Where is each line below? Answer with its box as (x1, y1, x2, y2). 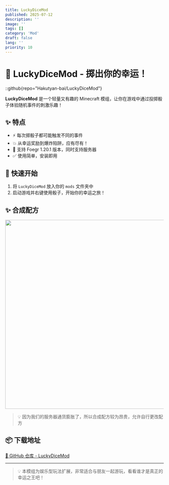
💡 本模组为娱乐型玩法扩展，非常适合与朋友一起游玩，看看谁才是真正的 (17, 468, 163, 474)
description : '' (5, 17, 39, 22)
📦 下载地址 (5, 436, 41, 445)
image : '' (5, 21, 26, 27)
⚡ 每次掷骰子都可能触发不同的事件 (12, 132, 83, 139)
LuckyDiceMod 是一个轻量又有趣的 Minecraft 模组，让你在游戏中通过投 (5, 95, 154, 101)
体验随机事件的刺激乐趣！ (9, 102, 63, 108)
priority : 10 (5, 45, 33, 50)
